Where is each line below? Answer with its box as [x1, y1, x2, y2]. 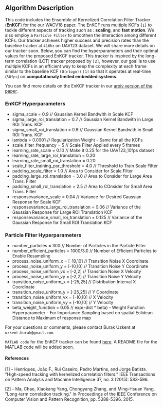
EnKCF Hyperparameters [5, 100, 66, 107]
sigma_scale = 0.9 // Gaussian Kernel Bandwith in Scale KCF [12, 111, 133, 117]
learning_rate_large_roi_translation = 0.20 [12, 153, 96, 158]
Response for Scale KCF [12, 199, 61, 205]
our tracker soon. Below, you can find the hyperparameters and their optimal [5, 48, 158, 53]
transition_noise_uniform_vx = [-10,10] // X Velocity [12, 294, 113, 300]
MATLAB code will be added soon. [5, 344, 74, 350]
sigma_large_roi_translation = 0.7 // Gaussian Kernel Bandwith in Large [12, 117, 154, 122]
